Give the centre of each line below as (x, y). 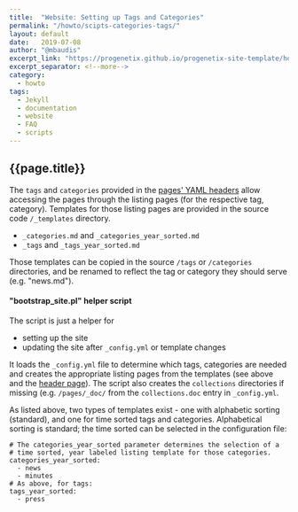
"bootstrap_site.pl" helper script (71, 301)
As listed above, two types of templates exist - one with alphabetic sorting (145, 409)
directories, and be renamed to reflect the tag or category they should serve (149, 271)
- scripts (35, 133)
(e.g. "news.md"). (41, 281)
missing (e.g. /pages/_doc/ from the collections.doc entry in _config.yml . (144, 392)
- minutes (35, 476)
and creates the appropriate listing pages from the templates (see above (141, 374)
